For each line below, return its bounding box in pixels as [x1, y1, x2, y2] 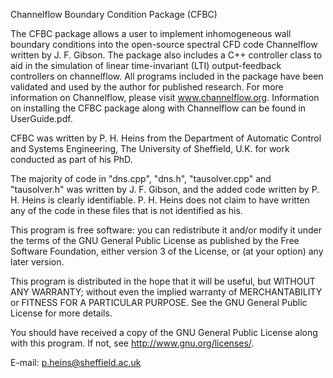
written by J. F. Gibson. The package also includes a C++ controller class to [10, 49, 323, 61]
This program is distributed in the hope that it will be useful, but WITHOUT [10, 275, 316, 287]
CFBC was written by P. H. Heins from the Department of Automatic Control [10, 132, 322, 144]
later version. [10, 256, 65, 268]
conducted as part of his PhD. [10, 154, 133, 165]
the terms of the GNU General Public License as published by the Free [10, 235, 300, 246]
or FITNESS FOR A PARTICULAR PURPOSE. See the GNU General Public [10, 297, 308, 308]
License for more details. [10, 307, 113, 319]
